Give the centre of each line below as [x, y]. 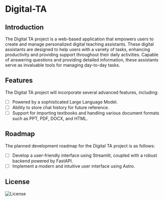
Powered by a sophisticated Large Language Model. [65, 102]
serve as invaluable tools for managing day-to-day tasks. [63, 65]
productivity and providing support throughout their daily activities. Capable [82, 55]
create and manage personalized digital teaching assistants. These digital [79, 44]
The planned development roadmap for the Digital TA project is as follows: [80, 145]
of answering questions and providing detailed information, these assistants [82, 60]
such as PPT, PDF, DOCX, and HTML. [50, 118]
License [17, 182]
